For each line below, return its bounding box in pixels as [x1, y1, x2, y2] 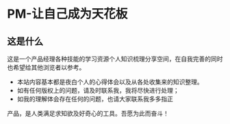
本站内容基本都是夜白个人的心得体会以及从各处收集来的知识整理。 [16, 78, 203, 86]
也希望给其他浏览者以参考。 [7, 63, 86, 72]
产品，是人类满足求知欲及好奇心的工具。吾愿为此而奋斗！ [7, 110, 169, 117]
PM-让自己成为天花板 [7, 6, 128, 22]
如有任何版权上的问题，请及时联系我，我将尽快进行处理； [16, 87, 179, 94]
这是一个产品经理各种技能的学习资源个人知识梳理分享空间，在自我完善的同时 [7, 55, 223, 63]
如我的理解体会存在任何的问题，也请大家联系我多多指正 [16, 95, 173, 103]
